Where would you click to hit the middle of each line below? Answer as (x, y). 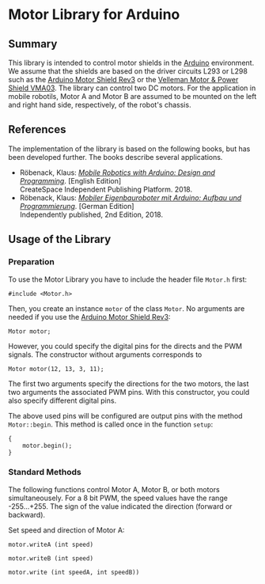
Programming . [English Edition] (70, 180)
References (37, 129)
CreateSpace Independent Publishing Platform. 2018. (106, 189)
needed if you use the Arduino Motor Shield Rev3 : (89, 317)
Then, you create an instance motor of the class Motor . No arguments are (127, 308)
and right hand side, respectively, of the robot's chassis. (100, 105)
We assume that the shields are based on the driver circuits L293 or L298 (128, 71)
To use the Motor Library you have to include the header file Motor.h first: (128, 279)
